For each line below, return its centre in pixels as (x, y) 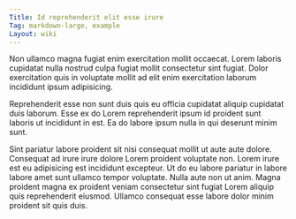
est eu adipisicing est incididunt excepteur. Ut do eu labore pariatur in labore (148, 168)
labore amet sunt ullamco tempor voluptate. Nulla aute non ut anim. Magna (145, 177)
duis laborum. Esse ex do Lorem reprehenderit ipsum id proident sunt (135, 113)
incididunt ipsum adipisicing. (61, 87)
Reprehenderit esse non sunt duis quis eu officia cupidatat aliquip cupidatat (147, 104)
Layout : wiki (33, 34)
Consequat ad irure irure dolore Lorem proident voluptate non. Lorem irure (144, 159)
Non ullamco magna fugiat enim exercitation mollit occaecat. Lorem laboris (145, 59)
